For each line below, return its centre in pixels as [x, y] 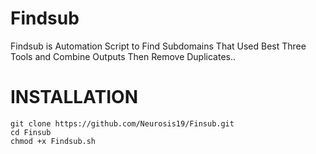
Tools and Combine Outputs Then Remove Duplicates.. [123, 56]
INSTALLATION [74, 97]
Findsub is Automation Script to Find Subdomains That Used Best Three [158, 46]
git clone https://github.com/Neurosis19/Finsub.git [122, 123]
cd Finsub [31, 132]
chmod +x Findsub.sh [53, 141]
